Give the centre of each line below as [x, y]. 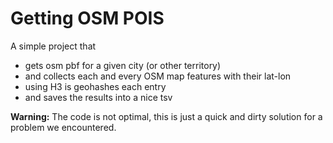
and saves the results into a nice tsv [98, 97]
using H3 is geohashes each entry [95, 86]
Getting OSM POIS [87, 18]
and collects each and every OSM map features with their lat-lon [158, 76]
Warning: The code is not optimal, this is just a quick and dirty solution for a [166, 116]
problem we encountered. [63, 127]
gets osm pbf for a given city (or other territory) [123, 65]
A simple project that [53, 46]
